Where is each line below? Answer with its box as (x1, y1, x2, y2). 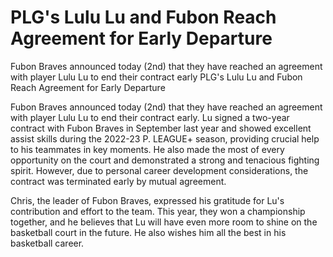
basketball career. (10, 237, 85, 249)
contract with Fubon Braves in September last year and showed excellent (10, 122, 312, 134)
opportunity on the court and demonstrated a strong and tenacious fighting (10, 154, 320, 166)
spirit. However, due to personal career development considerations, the (10, 164, 309, 176)
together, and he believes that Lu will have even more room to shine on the (10, 216, 318, 228)
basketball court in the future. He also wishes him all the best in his (10, 226, 287, 238)
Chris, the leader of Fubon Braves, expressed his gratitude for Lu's (10, 194, 285, 206)
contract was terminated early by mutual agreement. (10, 175, 227, 187)
